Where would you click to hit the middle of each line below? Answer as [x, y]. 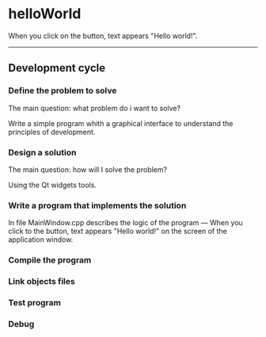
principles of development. [52, 132]
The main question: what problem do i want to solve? [94, 108]
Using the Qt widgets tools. [53, 185]
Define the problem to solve [63, 90]
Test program [35, 302]
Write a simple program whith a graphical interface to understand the [121, 123]
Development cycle [57, 68]
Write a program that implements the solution [97, 205]
